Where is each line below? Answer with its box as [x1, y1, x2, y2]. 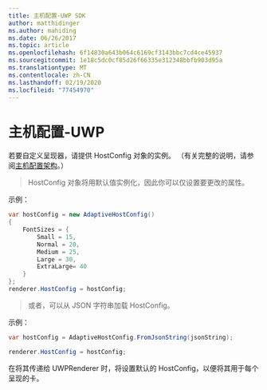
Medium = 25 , [37, 248, 80, 256]
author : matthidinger [8, 19, 80, 27]
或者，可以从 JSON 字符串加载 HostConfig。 [27, 300, 175, 310]
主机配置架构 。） [15, 161, 68, 170]
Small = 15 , [37, 233, 77, 241]
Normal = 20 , [37, 241, 80, 249]
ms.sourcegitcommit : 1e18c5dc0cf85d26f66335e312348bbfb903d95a [8, 57, 223, 65]
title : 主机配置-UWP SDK [8, 11, 86, 20]
